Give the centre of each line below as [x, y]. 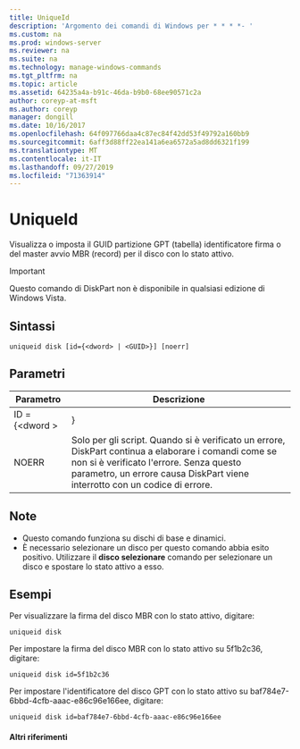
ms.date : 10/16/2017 [48, 126]
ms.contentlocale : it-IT [55, 159]
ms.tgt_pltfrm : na [43, 76]
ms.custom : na [36, 34]
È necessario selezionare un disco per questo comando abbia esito [146, 547]
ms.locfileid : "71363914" [57, 175]
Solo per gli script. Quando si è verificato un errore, [178, 440]
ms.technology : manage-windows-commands [86, 68]
